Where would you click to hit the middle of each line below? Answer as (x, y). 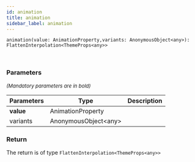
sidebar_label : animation (39, 23)
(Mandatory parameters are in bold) (49, 86)
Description (145, 100)
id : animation (24, 12)
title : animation (28, 18)
